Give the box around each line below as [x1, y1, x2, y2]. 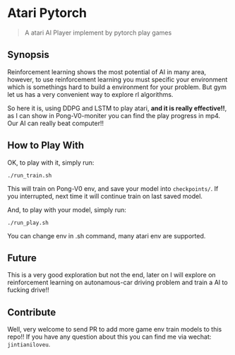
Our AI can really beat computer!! [7, 119, 104, 127]
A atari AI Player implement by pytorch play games [24, 28, 172, 37]
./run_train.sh [7, 172, 52, 179]
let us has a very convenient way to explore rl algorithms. [7, 90, 174, 98]
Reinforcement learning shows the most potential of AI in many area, [7, 67, 207, 76]
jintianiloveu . [7, 340, 51, 349]
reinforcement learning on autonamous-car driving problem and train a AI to [7, 278, 228, 287]
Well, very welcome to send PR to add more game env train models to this [7, 325, 222, 334]
